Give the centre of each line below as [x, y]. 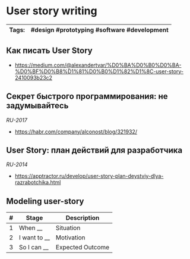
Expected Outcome [83, 247]
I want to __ [34, 238]
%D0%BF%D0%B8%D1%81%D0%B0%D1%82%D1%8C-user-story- [99, 71]
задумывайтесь [37, 106]
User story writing [52, 11]
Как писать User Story [50, 51]
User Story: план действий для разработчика [94, 150]
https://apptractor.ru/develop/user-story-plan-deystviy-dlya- [89, 176]
